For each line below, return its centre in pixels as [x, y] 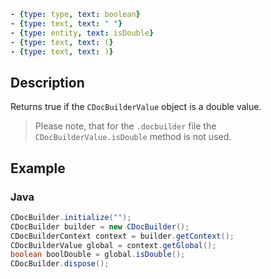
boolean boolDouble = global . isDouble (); [98, 255]
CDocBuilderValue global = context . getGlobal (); [113, 245]
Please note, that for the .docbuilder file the [125, 126]
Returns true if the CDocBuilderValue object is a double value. [136, 107]
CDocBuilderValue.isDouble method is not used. [133, 137]
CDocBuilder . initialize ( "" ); [71, 217]
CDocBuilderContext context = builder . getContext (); [122, 236]
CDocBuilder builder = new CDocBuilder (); [100, 226]
